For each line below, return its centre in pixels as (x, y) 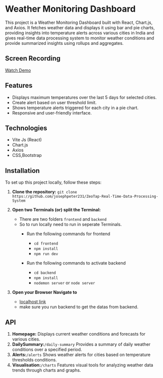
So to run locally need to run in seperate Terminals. (71, 225)
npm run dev (46, 254)
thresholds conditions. (34, 360)
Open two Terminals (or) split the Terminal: (56, 210)
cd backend (45, 273)
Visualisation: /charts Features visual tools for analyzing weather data (82, 365)
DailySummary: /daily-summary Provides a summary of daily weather (81, 344)
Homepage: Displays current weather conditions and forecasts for (79, 334)
